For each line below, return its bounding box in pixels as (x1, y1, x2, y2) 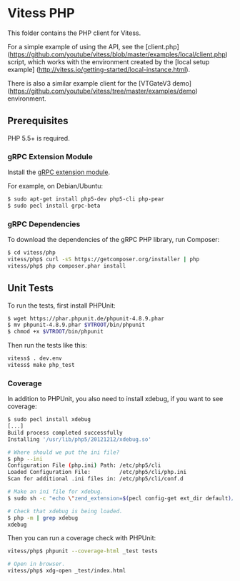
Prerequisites (7, 115, 69, 127)
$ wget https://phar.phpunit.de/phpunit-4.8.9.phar (7, 315, 164, 322)
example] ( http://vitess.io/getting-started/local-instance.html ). (7, 65, 191, 74)
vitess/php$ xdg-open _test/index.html (7, 567, 126, 575)
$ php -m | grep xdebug (7, 514, 79, 522)
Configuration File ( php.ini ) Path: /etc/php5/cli (7, 462, 161, 469)
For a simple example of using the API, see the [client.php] (7, 42, 180, 51)
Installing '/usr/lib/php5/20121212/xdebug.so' (7, 435, 152, 443)
